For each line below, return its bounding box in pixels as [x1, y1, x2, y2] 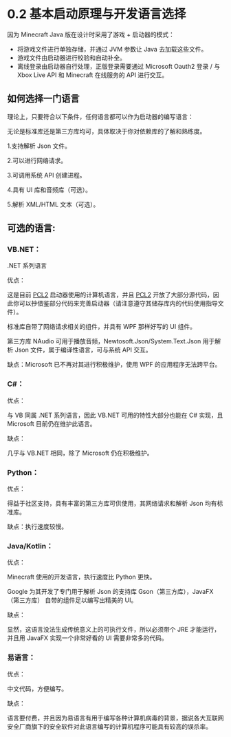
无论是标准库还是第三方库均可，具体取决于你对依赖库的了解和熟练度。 [7, 127, 206, 135]
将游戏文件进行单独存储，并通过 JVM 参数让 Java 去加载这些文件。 [16, 45, 208, 53]
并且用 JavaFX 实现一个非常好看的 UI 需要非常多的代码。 [7, 634, 168, 642]
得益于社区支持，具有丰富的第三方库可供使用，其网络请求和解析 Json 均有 [7, 500, 217, 508]
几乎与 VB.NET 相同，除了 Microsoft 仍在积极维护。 [7, 449, 153, 457]
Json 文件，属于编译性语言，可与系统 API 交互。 [14, 345, 153, 354]
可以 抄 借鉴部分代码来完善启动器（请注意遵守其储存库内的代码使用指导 [19, 299, 218, 308]
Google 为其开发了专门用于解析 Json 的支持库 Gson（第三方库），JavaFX [7, 588, 214, 596]
